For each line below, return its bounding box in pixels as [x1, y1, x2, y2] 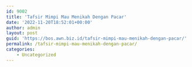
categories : [6, 47, 35, 52]
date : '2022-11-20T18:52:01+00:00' [6, 19, 93, 25]
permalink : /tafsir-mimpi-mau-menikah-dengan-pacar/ [6, 41, 138, 47]
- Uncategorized [16, 52, 57, 58]
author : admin [6, 24, 41, 31]
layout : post [6, 30, 38, 36]
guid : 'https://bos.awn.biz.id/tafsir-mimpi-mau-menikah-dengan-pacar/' [6, 36, 187, 41]
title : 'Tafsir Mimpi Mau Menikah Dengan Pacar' [6, 14, 127, 20]
